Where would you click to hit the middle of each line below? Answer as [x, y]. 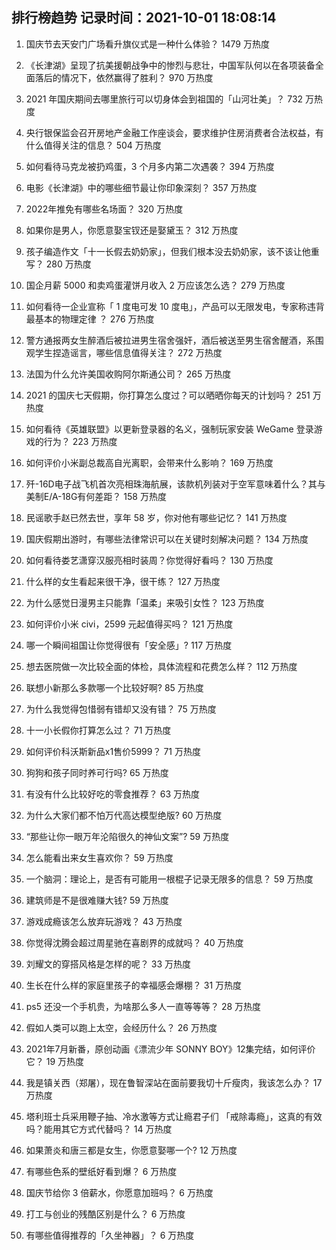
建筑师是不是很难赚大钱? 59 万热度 [97, 900]
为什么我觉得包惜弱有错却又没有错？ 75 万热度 [121, 709]
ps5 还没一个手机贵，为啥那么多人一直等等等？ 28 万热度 [143, 1006]
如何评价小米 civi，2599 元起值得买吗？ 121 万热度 [129, 624]
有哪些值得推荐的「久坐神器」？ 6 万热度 [110, 1235]
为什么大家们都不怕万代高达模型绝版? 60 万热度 [124, 815]
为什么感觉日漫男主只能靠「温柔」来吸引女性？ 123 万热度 [145, 602]
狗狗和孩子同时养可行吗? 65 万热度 [97, 772]
